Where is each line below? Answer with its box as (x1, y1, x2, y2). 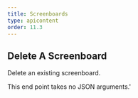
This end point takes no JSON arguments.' (7, 82, 132, 91)
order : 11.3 (7, 23, 43, 31)
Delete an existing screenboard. (7, 69, 101, 77)
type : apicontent (7, 17, 59, 24)
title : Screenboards (7, 10, 69, 18)
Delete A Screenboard (7, 50, 107, 62)
